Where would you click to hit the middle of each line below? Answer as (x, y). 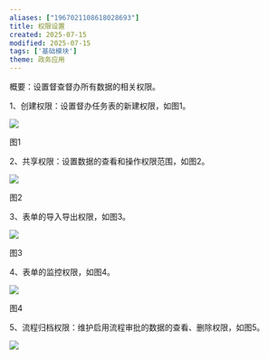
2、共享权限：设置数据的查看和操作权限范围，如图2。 (110, 161)
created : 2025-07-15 (48, 34)
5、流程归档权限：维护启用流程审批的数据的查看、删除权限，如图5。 (137, 327)
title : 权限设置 (37, 26)
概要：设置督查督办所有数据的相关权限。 (85, 86)
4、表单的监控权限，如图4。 (62, 272)
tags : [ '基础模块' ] (43, 52)
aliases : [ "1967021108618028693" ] (75, 18)
